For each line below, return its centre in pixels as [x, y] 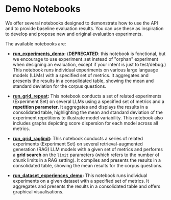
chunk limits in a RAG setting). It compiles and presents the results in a [87, 160]
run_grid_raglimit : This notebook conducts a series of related [78, 138]
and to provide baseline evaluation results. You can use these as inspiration [84, 28]
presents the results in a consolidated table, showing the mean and [83, 81]
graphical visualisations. [38, 191]
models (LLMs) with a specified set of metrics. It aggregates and [81, 75]
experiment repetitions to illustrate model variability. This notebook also [88, 117]
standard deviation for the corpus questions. [59, 86]
